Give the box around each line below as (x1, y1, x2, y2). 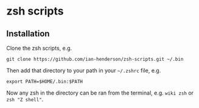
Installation (6, 29, 50, 39)
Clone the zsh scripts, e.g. (6, 44, 72, 52)
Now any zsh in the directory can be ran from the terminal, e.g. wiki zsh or (6, 89, 194, 96)
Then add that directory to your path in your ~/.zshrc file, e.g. (6, 67, 161, 74)
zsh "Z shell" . (6, 96, 44, 103)
